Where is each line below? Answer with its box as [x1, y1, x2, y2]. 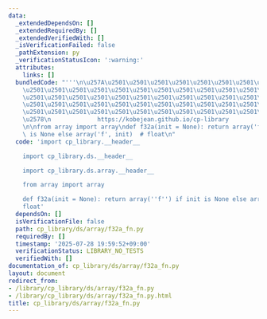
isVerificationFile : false [15, 217, 105, 226]
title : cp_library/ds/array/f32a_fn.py [8, 299, 141, 307]
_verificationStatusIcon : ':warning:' [15, 57, 145, 65]
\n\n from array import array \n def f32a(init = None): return [22, 123, 229, 131]
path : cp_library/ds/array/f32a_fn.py [15, 225, 145, 233]
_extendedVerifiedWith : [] [15, 33, 105, 42]
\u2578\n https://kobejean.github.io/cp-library [22, 116, 229, 124]
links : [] [22, 71, 56, 79]
